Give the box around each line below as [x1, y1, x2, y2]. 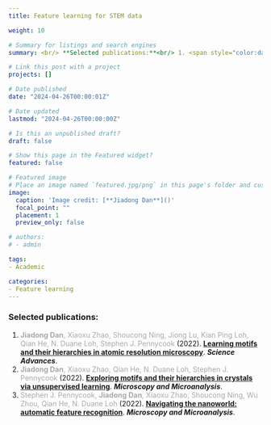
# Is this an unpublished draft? [8, 129, 121, 137]
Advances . [19, 356, 58, 365]
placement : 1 [15, 211, 60, 219]
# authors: [8, 234, 45, 242]
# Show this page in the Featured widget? [8, 151, 153, 160]
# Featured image [8, 174, 67, 182]
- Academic [8, 263, 45, 271]
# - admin [8, 241, 42, 249]
